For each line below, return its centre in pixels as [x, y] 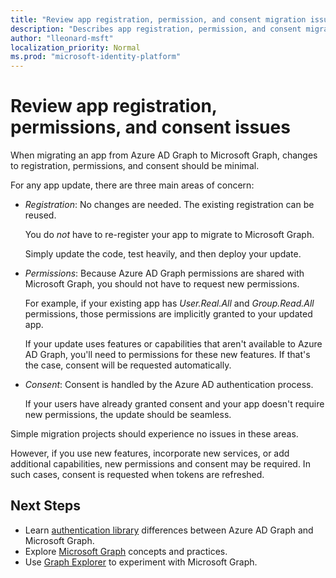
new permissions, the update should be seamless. [128, 415]
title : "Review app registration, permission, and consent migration [158, 19]
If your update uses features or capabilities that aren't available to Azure [173, 344]
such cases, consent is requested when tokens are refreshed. [137, 475]
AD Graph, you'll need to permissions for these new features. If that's [167, 355]
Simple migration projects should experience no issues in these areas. [154, 434]
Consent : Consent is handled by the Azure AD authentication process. [169, 385]
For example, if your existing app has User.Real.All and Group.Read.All [169, 303]
